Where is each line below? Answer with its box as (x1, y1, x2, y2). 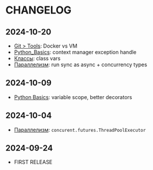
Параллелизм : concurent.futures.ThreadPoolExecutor (13, 126, 146, 133)
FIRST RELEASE (13, 159, 53, 166)
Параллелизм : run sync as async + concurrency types (13, 61, 148, 68)
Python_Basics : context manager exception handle (13, 49, 137, 56)
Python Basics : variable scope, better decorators (13, 93, 132, 100)
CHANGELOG (5, 4, 72, 17)
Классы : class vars (13, 55, 61, 62)
